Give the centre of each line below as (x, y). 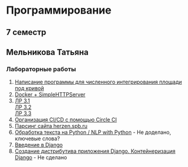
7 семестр (26, 32)
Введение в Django (39, 145)
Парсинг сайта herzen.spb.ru (51, 126)
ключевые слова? (37, 139)
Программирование (59, 10)
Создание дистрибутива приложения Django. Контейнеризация (95, 151)
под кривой (29, 88)
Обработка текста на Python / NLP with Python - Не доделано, (93, 132)
